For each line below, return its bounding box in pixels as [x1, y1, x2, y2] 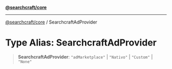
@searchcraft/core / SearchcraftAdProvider [5, 19, 97, 25]
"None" [17, 59, 32, 64]
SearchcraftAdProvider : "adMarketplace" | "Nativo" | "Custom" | [17, 54, 153, 60]
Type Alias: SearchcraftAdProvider [5, 37, 157, 49]
